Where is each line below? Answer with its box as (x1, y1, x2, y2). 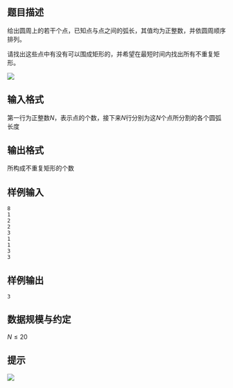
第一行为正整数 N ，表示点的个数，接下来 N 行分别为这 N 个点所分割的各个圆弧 (7, 113, 222, 121)
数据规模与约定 (7, 314, 71, 326)
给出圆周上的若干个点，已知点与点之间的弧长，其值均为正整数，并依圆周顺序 (7, 26, 226, 35)
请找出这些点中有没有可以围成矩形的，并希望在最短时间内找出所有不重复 (7, 49, 214, 58)
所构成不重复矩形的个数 (7, 164, 74, 172)
